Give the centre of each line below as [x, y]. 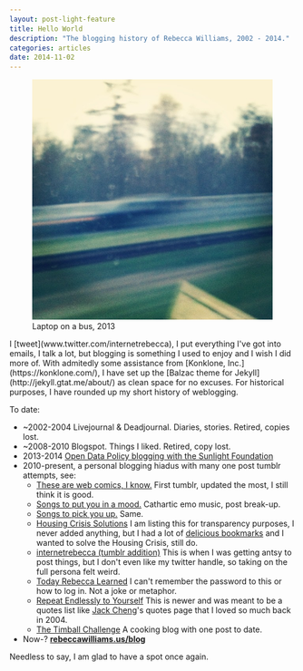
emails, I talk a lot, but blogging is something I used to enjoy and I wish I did [151, 354]
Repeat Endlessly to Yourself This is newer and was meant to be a [159, 601]
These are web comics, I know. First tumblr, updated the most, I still [162, 485]
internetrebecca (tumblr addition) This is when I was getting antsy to [164, 552]
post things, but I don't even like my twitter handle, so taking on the [162, 562]
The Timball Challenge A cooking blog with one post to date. [149, 629]
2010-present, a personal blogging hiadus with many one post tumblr [151, 466]
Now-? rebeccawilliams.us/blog [84, 639]
